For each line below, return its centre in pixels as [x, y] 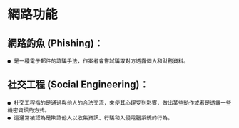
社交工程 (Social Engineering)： [78, 85]
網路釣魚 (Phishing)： [56, 43]
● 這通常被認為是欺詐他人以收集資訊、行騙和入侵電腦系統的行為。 [90, 118]
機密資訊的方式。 [29, 110]
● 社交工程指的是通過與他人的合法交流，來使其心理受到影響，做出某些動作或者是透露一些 [119, 103]
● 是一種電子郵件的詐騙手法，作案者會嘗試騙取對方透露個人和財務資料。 [98, 61]
